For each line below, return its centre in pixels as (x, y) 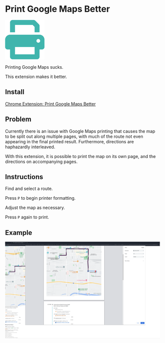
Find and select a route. (29, 189)
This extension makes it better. (36, 77)
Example (19, 232)
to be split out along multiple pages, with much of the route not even (74, 136)
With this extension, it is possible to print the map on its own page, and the (81, 156)
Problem (18, 119)
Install (15, 92)
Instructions (24, 177)
